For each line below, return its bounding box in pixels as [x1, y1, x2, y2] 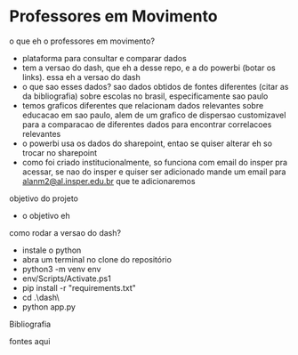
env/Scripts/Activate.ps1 [21, 273, 111, 284]
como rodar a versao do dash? [9, 227, 122, 238]
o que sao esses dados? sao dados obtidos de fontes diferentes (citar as [21, 81, 289, 92]
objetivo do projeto [9, 193, 78, 204]
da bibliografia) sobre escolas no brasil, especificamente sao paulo [21, 91, 269, 101]
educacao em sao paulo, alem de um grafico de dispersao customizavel [21, 109, 286, 120]
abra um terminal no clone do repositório [21, 254, 172, 264]
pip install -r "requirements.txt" [21, 282, 136, 293]
